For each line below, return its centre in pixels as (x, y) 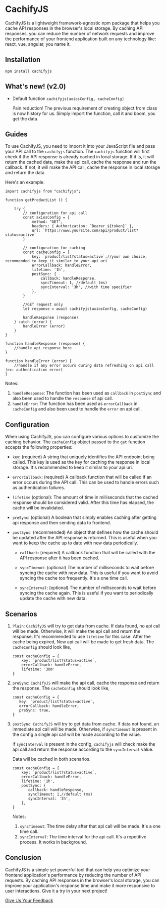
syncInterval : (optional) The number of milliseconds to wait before (88, 588)
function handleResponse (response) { (45, 344)
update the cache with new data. (53, 599)
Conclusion (23, 858)
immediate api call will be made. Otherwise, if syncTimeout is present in (84, 729)
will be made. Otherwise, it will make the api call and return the (76, 631)
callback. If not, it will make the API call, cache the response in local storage (83, 167)
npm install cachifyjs (28, 71)
